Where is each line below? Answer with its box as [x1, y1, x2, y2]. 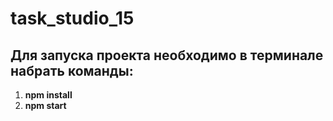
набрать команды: [10, 62, 134, 79]
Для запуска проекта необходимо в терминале [10, 47, 324, 64]
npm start [24, 100, 67, 111]
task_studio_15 [10, 7, 135, 30]
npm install [24, 89, 73, 101]
